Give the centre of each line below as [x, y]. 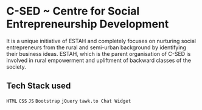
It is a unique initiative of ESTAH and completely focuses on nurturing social [101, 41]
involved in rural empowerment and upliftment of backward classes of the [99, 60]
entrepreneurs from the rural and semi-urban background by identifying [96, 47]
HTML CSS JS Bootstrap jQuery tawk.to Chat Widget [69, 101]
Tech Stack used [39, 86]
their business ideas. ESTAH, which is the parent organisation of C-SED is [99, 53]
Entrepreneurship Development [88, 24]
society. [16, 67]
